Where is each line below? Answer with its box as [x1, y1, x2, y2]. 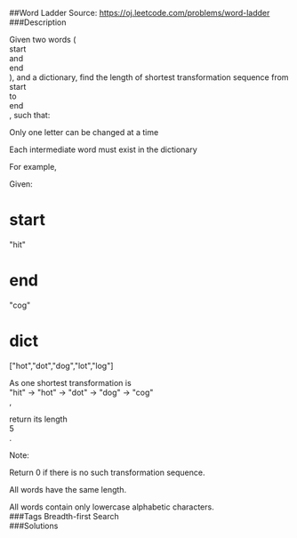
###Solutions [9, 520, 59, 531]
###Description [9, 17, 67, 28]
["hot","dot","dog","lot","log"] [9, 360, 114, 371]
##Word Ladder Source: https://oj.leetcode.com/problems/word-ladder [9, 8, 270, 18]
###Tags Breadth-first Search [9, 510, 120, 521]
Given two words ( [9, 35, 76, 44]
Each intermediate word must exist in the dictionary [9, 144, 197, 155]
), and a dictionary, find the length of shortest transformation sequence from [9, 72, 289, 83]
